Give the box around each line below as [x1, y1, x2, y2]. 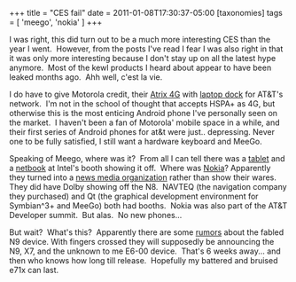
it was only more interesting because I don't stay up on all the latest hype [9, 53, 277, 63]
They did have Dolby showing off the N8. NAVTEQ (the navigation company [9, 182, 287, 192]
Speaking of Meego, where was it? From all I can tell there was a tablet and [9, 153, 285, 163]
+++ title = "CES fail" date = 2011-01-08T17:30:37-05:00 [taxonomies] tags [9, 8, 284, 18]
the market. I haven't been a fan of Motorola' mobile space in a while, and [9, 117, 281, 128]
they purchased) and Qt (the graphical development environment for [9, 191, 259, 201]
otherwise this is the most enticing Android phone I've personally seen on [9, 108, 277, 118]
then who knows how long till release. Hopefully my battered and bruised [9, 255, 278, 265]
